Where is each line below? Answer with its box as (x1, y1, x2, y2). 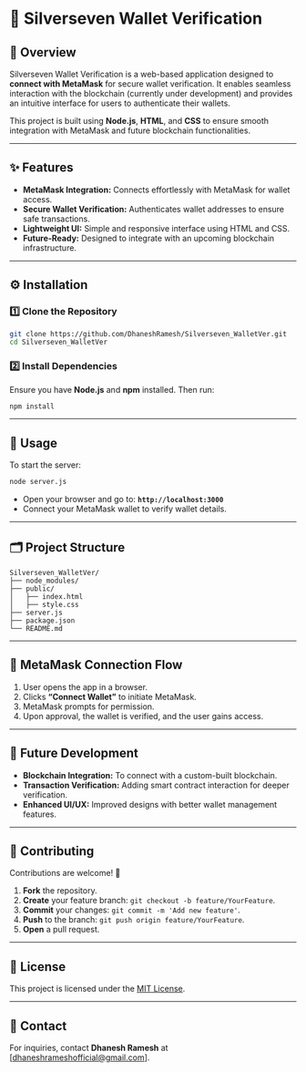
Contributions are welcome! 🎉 (9, 868, 121, 879)
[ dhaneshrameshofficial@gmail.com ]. (9, 1052, 150, 1063)
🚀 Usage (9, 435, 57, 450)
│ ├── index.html (9, 592, 84, 601)
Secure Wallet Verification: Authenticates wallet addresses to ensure (22, 203, 285, 214)
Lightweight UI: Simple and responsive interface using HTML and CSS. (22, 222, 291, 233)
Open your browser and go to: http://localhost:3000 (22, 494, 224, 505)
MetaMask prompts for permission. (22, 701, 155, 712)
